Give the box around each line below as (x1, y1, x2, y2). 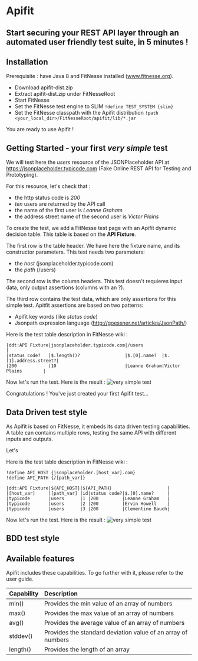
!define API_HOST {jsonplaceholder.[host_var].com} (6, 470, 136, 476)
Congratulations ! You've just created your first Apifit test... (6, 390, 149, 397)
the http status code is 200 (14, 194, 81, 202)
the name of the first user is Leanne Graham (14, 207, 123, 214)
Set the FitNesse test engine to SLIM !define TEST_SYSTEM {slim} (14, 103, 174, 110)
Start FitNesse (14, 96, 50, 104)
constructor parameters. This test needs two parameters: (6, 248, 146, 255)
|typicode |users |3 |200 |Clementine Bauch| (6, 506, 170, 512)
